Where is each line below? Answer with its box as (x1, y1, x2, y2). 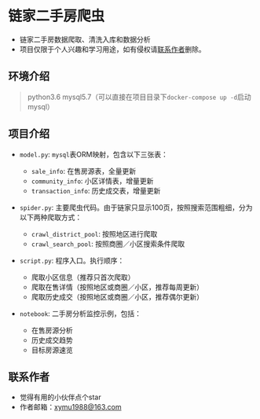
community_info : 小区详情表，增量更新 (31, 176, 154, 186)
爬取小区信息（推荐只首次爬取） (31, 272, 135, 281)
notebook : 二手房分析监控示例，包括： (19, 308, 142, 318)
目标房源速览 (31, 345, 73, 355)
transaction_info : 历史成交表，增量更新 (31, 186, 161, 195)
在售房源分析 (31, 325, 73, 335)
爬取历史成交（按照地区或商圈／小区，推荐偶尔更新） (31, 292, 204, 301)
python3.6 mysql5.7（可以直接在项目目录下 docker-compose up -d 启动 (27, 92, 251, 101)
